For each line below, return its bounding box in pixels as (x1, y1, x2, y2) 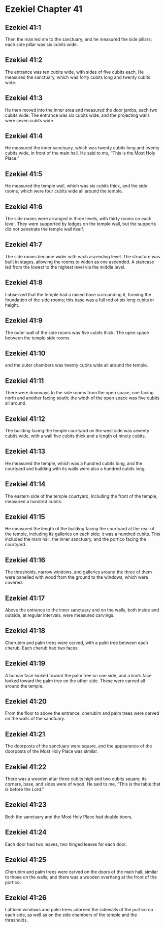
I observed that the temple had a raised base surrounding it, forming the (5, 291, 152, 297)
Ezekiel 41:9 (5, 317, 43, 325)
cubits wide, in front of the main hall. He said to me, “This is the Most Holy (5, 150, 156, 156)
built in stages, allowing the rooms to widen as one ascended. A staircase (5, 259, 154, 265)
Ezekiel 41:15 (5, 512, 45, 521)
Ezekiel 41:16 (5, 556, 46, 564)
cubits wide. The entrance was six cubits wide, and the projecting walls (5, 112, 150, 118)
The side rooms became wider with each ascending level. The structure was (5, 253, 160, 259)
